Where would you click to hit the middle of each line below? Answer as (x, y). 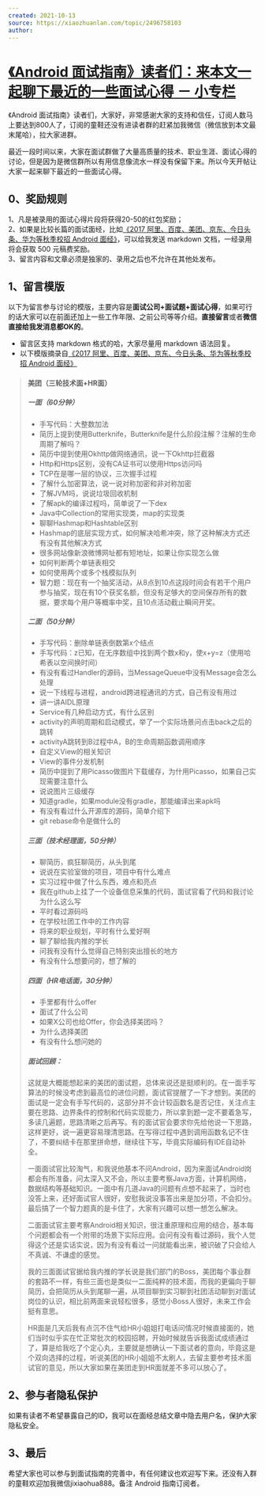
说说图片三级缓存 (67, 792)
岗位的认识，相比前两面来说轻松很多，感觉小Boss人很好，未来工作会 (139, 1301)
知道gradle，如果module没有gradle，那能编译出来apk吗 (130, 801)
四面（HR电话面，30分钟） (71, 981)
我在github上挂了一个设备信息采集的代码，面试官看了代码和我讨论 (146, 892)
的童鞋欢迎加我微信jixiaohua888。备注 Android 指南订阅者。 (106, 1483)
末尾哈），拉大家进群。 (45, 135)
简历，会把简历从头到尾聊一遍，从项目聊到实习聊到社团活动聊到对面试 (142, 1292)
